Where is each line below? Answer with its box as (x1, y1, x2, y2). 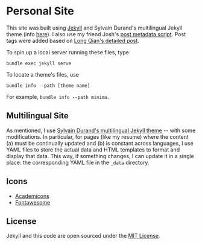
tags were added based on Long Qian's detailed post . (6, 37, 140, 44)
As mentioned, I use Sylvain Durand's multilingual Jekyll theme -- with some (6, 127, 196, 134)
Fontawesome (14, 199, 51, 206)
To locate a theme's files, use (6, 71, 80, 78)
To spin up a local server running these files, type (6, 48, 130, 56)
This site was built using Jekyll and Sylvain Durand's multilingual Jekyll (6, 24, 183, 31)
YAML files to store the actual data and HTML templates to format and (6, 146, 180, 153)
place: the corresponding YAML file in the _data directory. (6, 159, 150, 166)
